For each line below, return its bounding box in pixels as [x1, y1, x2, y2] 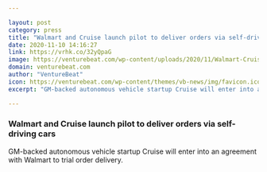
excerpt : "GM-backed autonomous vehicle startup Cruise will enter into [8, 85, 254, 93]
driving [8, 128, 37, 139]
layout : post [8, 18, 52, 26]
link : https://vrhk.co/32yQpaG [8, 49, 112, 57]
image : [8, 56, 30, 64]
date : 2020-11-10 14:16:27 [8, 41, 98, 49]
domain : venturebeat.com [8, 63, 91, 72]
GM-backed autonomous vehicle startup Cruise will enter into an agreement [8, 147, 257, 156]
